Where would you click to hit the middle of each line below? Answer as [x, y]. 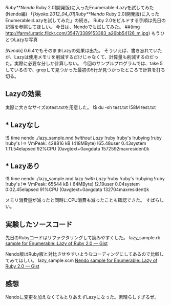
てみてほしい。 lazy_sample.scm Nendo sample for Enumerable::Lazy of [81, 260]
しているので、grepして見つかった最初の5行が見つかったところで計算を [81, 70]
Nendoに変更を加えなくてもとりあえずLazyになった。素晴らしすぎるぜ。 [82, 297]
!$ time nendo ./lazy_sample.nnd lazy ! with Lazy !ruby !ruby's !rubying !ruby [85, 179]
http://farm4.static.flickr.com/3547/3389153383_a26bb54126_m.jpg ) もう [83, 33]
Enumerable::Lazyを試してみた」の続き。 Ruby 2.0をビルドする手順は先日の [86, 20]
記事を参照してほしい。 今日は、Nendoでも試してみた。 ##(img [73, 27]
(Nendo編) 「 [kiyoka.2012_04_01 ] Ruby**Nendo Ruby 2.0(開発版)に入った [82, 14]
